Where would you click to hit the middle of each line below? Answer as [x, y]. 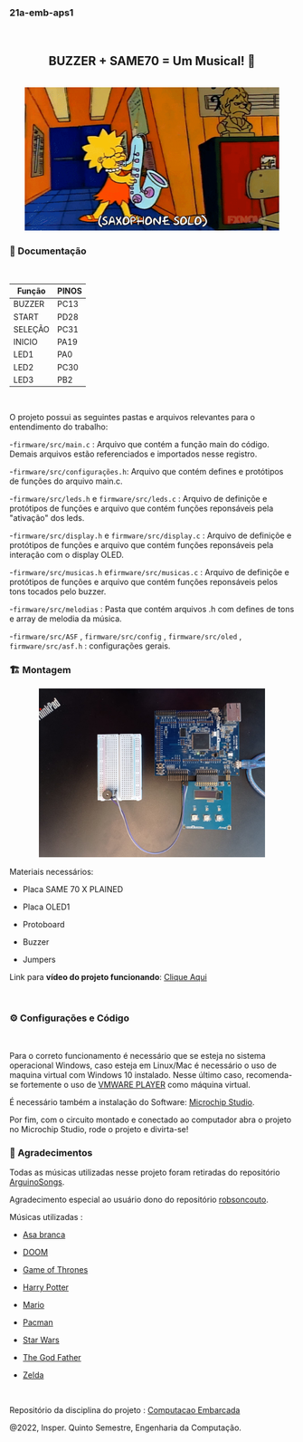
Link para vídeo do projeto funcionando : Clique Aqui [109, 977]
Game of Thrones [55, 1269]
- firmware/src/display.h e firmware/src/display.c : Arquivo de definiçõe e [151, 535]
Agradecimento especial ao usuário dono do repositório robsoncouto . [139, 1199]
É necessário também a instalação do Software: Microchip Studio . [132, 1101]
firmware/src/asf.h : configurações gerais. [90, 646]
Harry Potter [46, 1287]
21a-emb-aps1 [42, 13]
